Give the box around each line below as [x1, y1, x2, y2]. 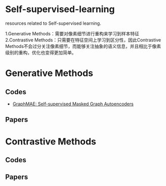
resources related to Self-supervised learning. [5, 20, 101, 26]
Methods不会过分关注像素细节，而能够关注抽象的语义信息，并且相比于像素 [5, 43, 161, 49]
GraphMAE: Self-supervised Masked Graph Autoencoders [12, 101, 134, 107]
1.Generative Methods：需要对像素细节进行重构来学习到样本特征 [5, 30, 139, 36]
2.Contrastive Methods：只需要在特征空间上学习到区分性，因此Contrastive [5, 37, 161, 43]
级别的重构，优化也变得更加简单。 [5, 49, 76, 55]
